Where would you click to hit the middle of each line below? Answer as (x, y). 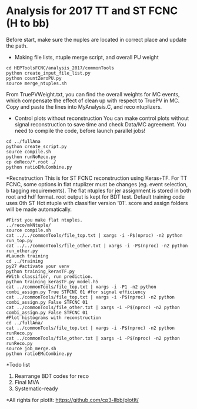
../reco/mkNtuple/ (29, 225)
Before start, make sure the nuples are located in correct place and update (96, 39)
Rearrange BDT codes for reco (52, 376)
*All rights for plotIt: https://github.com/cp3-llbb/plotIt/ (73, 400)
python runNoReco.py (31, 157)
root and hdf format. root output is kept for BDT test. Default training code (96, 197)
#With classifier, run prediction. (50, 276)
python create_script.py (36, 146)
